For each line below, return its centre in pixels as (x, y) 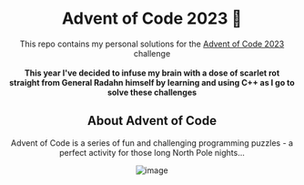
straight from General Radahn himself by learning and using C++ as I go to (152, 82)
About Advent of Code (152, 121)
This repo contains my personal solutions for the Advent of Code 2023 (152, 44)
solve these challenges (152, 92)
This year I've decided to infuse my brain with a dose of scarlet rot (152, 73)
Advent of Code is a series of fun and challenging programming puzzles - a (152, 143)
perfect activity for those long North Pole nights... (152, 152)
